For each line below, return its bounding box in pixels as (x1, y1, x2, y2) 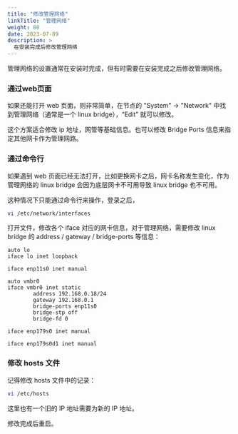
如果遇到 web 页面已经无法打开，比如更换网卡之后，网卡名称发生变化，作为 (7, 171, 229, 180)
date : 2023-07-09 (7, 30, 59, 38)
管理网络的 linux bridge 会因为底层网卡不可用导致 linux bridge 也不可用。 (7, 180, 221, 189)
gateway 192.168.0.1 (33, 297, 94, 304)
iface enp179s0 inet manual (7, 328, 91, 335)
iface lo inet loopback (7, 253, 78, 261)
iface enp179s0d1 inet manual (7, 340, 98, 348)
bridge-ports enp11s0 (33, 303, 98, 311)
